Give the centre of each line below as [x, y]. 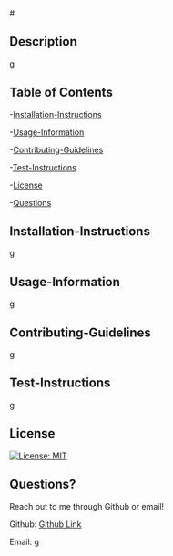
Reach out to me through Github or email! [87, 506]
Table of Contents [61, 93]
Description [43, 41]
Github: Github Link [46, 524]
